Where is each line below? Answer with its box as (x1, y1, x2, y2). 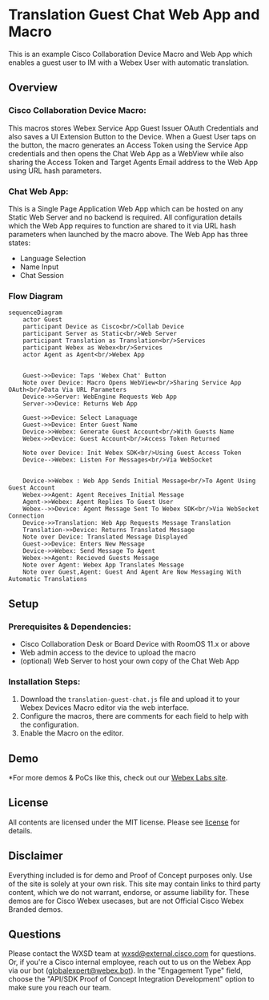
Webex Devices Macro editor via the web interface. (19, 703, 190, 712)
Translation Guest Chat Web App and (8, 6, 260, 24)
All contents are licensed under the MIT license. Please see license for (8, 817, 240, 827)
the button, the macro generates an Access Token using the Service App (8, 140, 248, 150)
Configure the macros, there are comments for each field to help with (19, 712, 249, 721)
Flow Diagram (8, 290, 63, 301)
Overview (8, 81, 58, 95)
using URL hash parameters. (8, 166, 102, 175)
